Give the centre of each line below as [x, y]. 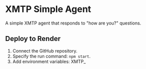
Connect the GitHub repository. [45, 50]
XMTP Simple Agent [48, 9]
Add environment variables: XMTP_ [49, 61]
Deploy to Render [33, 39]
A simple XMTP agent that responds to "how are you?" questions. [73, 23]
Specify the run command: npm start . [51, 56]
